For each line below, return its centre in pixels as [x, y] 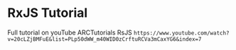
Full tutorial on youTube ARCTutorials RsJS [70, 32]
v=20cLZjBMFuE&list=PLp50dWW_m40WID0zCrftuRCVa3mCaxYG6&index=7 [104, 39]
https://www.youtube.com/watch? [182, 33]
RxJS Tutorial [48, 13]
